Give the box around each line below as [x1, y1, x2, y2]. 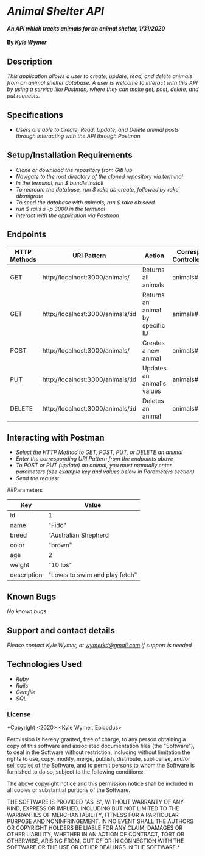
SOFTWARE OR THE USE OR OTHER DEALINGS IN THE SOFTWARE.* [7, 844, 180, 851]
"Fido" [48, 521, 67, 530]
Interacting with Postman [7, 433, 105, 443]
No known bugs [7, 608, 47, 615]
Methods [10, 255, 37, 264]
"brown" [48, 541, 72, 550]
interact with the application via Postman [15, 212, 119, 219]
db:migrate [15, 192, 44, 200]
